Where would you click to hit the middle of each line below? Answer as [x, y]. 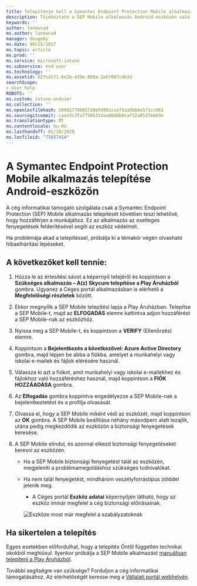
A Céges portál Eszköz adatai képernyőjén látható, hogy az [104, 497]
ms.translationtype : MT [35, 121]
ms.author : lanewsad [31, 34]
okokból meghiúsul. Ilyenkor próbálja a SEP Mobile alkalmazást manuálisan [96, 553]
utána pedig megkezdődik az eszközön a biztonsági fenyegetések [94, 426]
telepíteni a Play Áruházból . [39, 560]
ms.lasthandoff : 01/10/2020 [40, 132]
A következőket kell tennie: [57, 262]
